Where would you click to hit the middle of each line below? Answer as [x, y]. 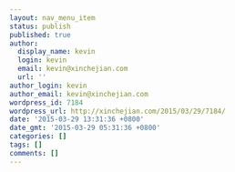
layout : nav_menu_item [52, 18]
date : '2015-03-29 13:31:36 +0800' [77, 119]
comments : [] [34, 153]
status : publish [40, 26]
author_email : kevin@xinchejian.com [79, 94]
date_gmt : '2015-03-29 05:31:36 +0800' [85, 128]
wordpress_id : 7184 [46, 102]
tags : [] [26, 145]
